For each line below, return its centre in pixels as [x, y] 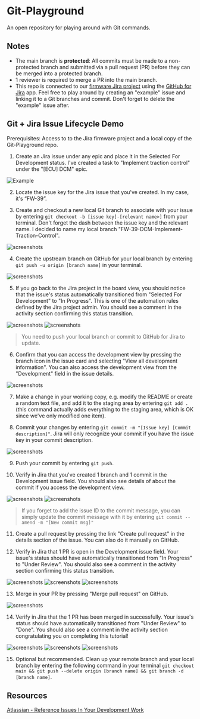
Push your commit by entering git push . [64, 463]
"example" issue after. [43, 105]
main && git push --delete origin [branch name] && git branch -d [99, 671]
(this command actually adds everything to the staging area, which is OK [104, 409]
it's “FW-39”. [31, 198]
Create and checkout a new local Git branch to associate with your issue [104, 210]
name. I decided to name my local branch [66, 229]
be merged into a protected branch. [59, 73]
